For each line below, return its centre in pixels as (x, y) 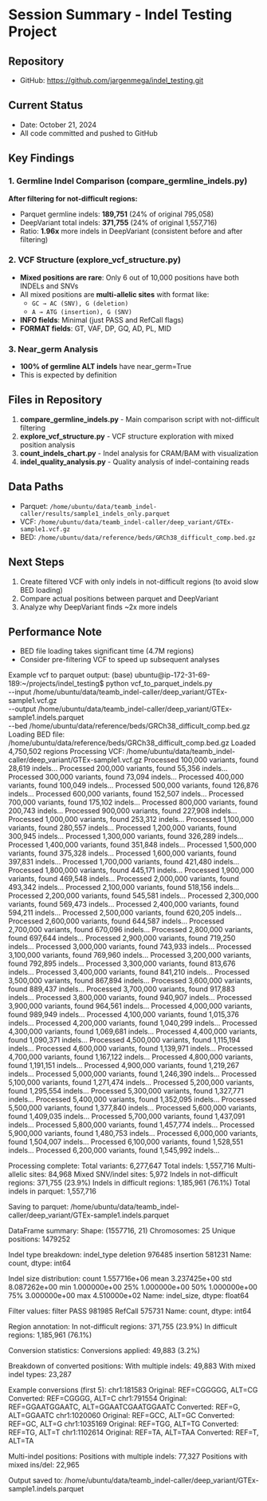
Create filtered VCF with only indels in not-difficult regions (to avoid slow (139, 582)
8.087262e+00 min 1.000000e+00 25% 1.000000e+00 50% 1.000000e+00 (133, 1287)
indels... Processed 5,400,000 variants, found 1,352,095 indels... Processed (132, 1099)
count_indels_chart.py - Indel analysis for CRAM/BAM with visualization (139, 453)
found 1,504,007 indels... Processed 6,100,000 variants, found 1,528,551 (126, 1142)
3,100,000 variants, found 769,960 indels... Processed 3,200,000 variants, (130, 955)
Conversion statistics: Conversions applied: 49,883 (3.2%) (104, 1351)
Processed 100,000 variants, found (201, 760)
